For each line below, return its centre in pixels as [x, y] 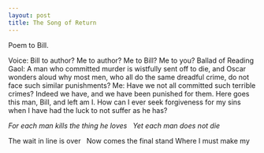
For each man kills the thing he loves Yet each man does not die [114, 126]
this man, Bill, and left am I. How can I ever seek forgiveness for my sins [125, 102]
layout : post [30, 15]
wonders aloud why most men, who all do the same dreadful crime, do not [129, 77]
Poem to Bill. [28, 45]
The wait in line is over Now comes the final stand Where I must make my [129, 140]
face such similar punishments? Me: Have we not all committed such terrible [132, 85]
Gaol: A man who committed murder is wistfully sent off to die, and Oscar [127, 68]
